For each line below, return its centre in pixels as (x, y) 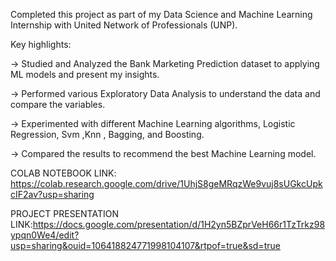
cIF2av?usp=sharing (52, 194)
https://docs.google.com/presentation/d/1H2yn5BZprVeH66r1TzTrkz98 (179, 224)
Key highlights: (41, 44)
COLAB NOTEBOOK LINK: (63, 173)
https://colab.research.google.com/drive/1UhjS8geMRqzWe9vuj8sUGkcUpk (166, 183)
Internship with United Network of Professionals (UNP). (124, 25)
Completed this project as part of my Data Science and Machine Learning (161, 14)
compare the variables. (58, 104)
